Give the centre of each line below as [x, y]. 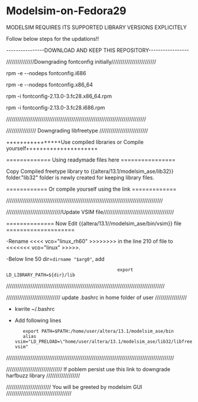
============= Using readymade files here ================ [91, 160]
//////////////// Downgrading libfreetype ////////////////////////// [77, 130]
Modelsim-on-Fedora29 [66, 11]
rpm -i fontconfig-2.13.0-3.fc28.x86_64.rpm [59, 96]
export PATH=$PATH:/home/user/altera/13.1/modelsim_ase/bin [98, 331]
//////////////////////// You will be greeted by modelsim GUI [74, 387]
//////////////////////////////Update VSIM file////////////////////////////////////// [90, 212]
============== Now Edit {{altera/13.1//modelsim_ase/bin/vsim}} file [94, 223]
